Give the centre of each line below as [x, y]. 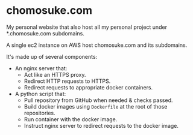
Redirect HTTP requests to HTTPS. [67, 81]
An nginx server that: [41, 68]
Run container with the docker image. [71, 119]
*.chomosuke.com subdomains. [45, 33]
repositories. [40, 113]
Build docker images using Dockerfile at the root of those [96, 106]
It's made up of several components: [52, 56]
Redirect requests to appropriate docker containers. [88, 87]
